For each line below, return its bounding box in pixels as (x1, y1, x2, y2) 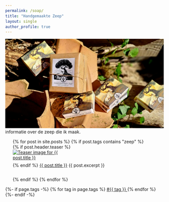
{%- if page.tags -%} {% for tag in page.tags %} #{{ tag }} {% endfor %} (5, 186, 156, 192)
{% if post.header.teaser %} (12, 144, 71, 150)
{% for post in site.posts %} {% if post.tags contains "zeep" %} (12, 139, 144, 145)
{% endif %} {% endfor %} (12, 177, 68, 183)
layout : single (5, 19, 37, 24)
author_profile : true (5, 24, 51, 29)
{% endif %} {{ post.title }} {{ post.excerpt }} (12, 162, 105, 169)
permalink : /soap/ (5, 8, 44, 13)
